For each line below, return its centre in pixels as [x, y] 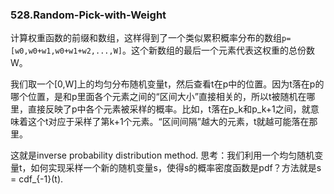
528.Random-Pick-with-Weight [88, 15]
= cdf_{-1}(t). [37, 179]
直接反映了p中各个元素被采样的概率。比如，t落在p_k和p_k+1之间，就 [169, 109]
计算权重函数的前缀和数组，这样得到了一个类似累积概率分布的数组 [146, 38]
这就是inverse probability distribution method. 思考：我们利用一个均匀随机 [162, 155]
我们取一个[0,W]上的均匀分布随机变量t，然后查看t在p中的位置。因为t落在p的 [167, 84]
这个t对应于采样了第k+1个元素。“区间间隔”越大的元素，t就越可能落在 [168, 122]
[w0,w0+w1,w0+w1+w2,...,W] [66, 51]
